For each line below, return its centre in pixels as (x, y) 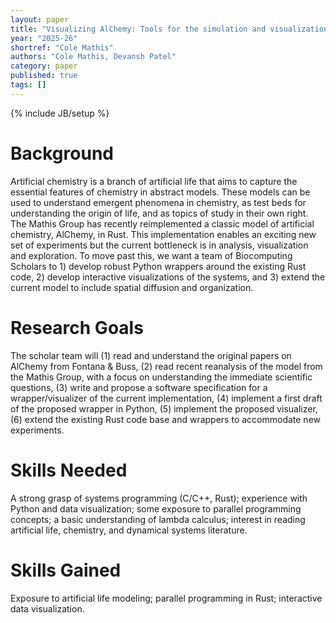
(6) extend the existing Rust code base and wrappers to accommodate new (165, 419)
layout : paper (40, 19)
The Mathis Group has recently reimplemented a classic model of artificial (162, 223)
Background (62, 153)
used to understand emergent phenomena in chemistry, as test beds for (158, 202)
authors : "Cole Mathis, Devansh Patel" (93, 57)
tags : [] (28, 85)
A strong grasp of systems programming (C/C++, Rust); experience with (159, 498)
